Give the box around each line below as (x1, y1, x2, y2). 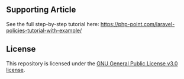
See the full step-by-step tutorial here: (6, 20, 99, 27)
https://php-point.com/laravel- (100, 20, 175, 27)
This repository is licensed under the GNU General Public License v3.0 (6, 59, 178, 67)
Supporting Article (6, 5, 76, 15)
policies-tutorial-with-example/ (6, 27, 82, 34)
